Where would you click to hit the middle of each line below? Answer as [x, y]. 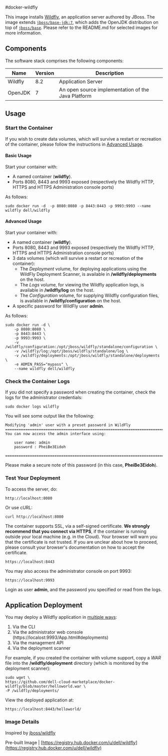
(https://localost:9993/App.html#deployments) [60, 637]
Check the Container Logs [37, 381]
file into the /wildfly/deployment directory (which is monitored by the [77, 663]
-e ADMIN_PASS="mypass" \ [41, 364]
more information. [23, 33]
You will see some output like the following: [50, 416]
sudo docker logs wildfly [32, 407]
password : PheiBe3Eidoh [40, 447]
